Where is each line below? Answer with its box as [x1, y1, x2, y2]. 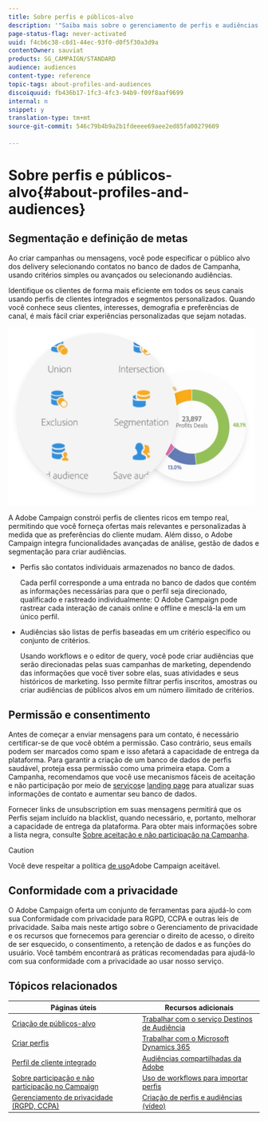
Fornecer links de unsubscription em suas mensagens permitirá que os [8, 804, 242, 814]
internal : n [8, 97, 48, 105]
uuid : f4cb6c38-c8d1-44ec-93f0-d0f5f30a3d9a [8, 38, 159, 46]
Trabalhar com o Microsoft [142, 1034, 230, 1043]
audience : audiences [8, 64, 77, 72]
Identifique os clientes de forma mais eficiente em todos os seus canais [8, 285, 244, 295]
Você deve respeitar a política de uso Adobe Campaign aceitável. [8, 861, 221, 870]
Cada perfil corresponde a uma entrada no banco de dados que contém [19, 578, 257, 587]
